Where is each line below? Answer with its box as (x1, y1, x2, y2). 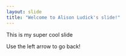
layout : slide (6, 8, 42, 15)
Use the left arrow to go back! (6, 43, 81, 50)
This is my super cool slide (6, 31, 73, 38)
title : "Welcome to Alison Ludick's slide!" (6, 14, 121, 20)
